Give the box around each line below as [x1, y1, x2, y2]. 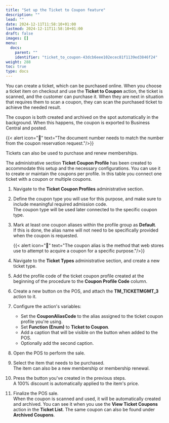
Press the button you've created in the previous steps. [13, 375, 126, 381]
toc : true [6, 64, 27, 69]
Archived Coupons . [13, 412, 55, 418]
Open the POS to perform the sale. [13, 350, 86, 356]
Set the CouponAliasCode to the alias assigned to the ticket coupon [20, 313, 163, 319]
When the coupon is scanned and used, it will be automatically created [13, 396, 161, 402]
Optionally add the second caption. [20, 340, 94, 346]
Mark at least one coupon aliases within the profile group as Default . [13, 222, 156, 227]
